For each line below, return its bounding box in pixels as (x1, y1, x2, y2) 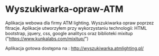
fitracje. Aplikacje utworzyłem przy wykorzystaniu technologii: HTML (5, 25, 147, 31)
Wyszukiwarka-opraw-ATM (5, 3, 123, 15)
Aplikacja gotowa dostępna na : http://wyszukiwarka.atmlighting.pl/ (5, 45, 144, 51)
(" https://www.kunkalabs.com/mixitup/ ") (5, 36, 89, 42)
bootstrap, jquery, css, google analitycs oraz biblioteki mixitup (5, 30, 133, 36)
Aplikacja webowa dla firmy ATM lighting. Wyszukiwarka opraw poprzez (5, 20, 154, 26)
